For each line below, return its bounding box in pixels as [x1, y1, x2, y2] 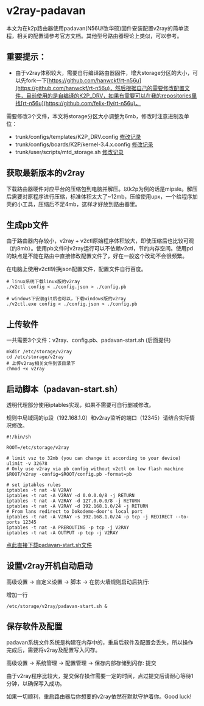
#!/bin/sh [6, 434, 32, 440]
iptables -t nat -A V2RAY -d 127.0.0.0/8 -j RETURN [6, 498, 140, 504]
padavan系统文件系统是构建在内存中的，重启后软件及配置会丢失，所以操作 [6, 638, 194, 646]
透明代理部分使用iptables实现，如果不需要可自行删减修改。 [6, 401, 154, 408]
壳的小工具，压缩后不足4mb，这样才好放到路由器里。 [6, 200, 141, 208]
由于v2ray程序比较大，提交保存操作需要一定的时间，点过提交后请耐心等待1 [6, 672, 194, 679]
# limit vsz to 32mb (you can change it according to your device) [6, 455, 181, 461]
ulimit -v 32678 [6, 461, 47, 467]
